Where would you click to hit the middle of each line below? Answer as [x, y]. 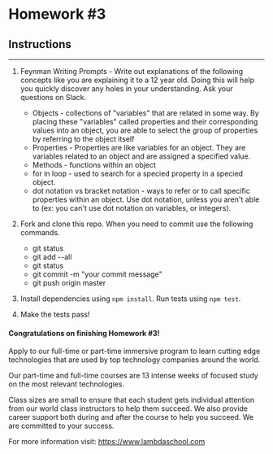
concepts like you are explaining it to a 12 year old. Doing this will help [137, 80]
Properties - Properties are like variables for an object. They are [139, 148]
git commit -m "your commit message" [97, 274]
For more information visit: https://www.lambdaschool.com [107, 442]
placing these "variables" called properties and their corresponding [145, 122]
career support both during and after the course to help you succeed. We [131, 417]
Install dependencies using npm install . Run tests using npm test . [130, 299]
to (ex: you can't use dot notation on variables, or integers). [132, 208]
